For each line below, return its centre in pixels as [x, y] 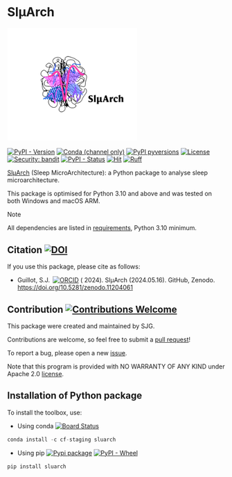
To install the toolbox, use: [45, 412]
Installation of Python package [75, 396]
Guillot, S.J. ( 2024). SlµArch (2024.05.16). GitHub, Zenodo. [116, 280]
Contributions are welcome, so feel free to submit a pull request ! [99, 340]
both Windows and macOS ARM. [54, 201]
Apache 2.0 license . [36, 374]
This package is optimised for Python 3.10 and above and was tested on [110, 194]
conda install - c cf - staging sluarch [62, 439]
